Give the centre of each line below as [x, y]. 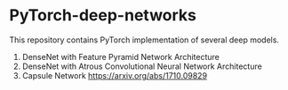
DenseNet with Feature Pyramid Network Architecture [120, 56]
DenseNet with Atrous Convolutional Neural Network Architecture [142, 66]
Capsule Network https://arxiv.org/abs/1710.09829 [114, 75]
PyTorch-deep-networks [103, 15]
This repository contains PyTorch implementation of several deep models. [144, 40]
